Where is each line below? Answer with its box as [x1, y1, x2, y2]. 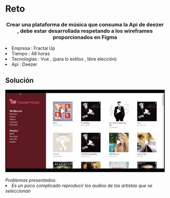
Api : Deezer [12, 61, 37, 67]
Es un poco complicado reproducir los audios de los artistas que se [12, 182, 153, 188]
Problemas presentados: [5, 177, 57, 183]
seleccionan [5, 188, 31, 194]
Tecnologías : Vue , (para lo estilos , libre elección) [12, 56, 117, 62]
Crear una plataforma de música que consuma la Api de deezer [6, 21, 164, 28]
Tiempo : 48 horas [12, 51, 50, 57]
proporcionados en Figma [53, 34, 117, 41]
